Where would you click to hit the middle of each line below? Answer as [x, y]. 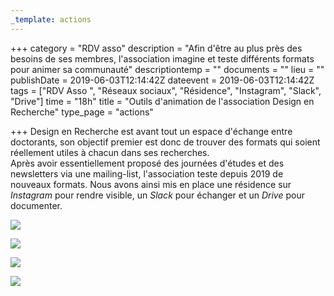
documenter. [36, 205]
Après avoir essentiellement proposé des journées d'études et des [147, 163]
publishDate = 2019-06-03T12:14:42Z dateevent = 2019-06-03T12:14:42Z [162, 80]
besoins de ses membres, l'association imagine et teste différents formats [162, 58]
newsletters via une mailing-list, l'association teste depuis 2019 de [147, 173]
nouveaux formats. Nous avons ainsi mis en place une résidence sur [151, 184]
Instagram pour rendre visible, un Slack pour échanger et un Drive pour [157, 195]
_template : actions [51, 19]
